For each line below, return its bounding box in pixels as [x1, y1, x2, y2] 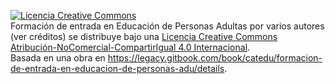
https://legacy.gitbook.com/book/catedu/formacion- [107, 52, 323, 64]
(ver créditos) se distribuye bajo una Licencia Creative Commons [10, 31, 278, 42]
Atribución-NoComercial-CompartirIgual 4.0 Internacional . [10, 41, 251, 53]
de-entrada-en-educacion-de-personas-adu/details [10, 63, 225, 74]
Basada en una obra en [10, 52, 106, 64]
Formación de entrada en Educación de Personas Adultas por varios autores [10, 20, 325, 32]
